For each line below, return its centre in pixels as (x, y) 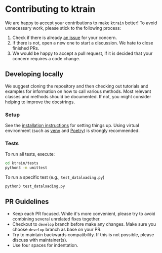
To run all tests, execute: (30, 154)
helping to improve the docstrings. (40, 102)
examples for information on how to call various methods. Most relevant (78, 91)
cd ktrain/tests (22, 163)
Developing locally (34, 74)
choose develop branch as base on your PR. (57, 229)
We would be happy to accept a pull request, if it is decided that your (82, 53)
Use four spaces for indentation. (45, 245)
